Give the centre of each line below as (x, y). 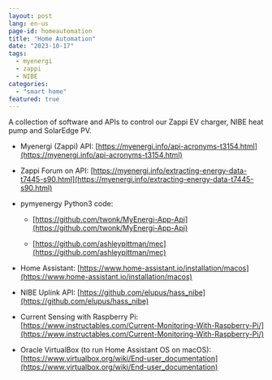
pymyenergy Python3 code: (67, 204)
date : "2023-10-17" (41, 46)
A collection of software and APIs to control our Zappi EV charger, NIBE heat (136, 122)
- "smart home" (41, 91)
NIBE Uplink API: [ (50, 292)
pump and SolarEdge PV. (50, 131)
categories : (28, 84)
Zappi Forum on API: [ (56, 171)
